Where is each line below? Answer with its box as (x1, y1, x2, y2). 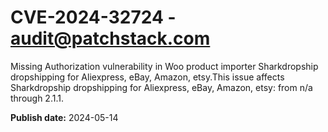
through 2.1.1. (10, 92, 64, 104)
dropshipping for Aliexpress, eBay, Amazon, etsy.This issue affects (10, 71, 285, 83)
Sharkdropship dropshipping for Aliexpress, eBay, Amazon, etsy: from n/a (10, 81, 313, 93)
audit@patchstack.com (10, 27, 211, 50)
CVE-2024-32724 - (10, 6, 177, 29)
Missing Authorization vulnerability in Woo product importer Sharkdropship (10, 60, 319, 72)
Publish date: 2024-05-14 (10, 111, 119, 123)
